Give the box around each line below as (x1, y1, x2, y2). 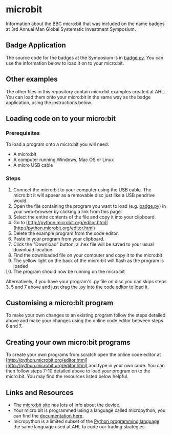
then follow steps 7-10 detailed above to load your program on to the (6, 368, 150, 374)
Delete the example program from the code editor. (13, 230, 119, 236)
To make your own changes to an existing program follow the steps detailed (6, 312, 166, 319)
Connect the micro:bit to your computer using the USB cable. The (13, 186, 152, 193)
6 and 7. (6, 323, 23, 329)
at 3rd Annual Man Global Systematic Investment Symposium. (6, 26, 136, 32)
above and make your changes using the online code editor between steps (6, 318, 163, 324)
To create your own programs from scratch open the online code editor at (6, 351, 161, 358)
